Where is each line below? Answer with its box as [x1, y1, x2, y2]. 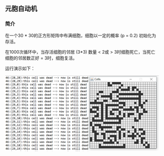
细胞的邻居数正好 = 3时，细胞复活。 [5, 55, 77, 61]
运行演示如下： [5, 65, 35, 71]
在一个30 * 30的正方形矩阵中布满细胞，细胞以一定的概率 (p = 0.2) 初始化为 [5, 32, 156, 38]
